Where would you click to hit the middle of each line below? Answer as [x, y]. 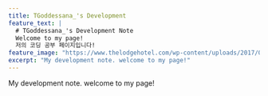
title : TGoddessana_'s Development [67, 16]
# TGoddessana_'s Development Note [75, 30]
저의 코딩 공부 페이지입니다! [55, 46]
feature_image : [33, 53]
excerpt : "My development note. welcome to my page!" [100, 61]
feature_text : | [35, 23]
